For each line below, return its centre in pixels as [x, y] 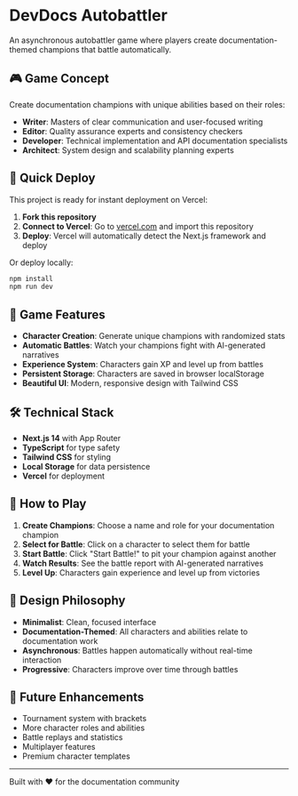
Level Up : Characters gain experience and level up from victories [141, 572]
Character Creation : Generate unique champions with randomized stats [153, 336]
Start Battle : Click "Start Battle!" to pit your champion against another [149, 553]
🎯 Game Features [58, 314]
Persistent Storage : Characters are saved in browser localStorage [143, 374]
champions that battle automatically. [105, 49]
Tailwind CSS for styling [67, 457]
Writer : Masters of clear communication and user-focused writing [142, 122]
